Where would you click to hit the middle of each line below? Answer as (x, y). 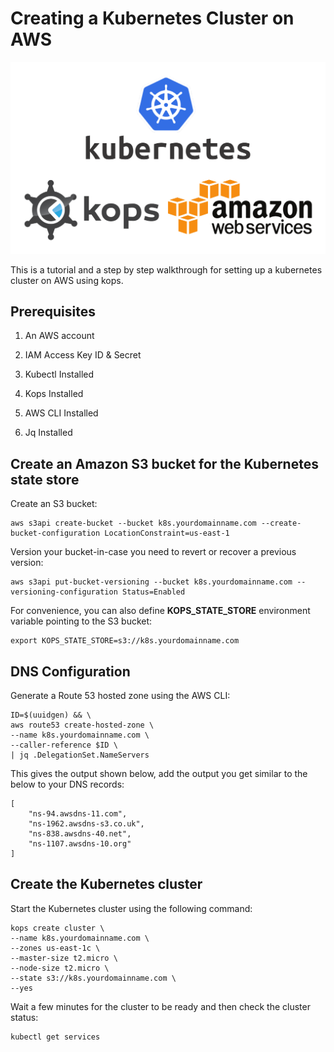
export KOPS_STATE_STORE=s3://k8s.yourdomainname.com (125, 641)
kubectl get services (55, 1037)
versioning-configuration (64, 592)
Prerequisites (53, 311)
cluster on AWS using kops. (67, 280)
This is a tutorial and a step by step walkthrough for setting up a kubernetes (166, 269)
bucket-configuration (55, 533)
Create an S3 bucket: (54, 504)
